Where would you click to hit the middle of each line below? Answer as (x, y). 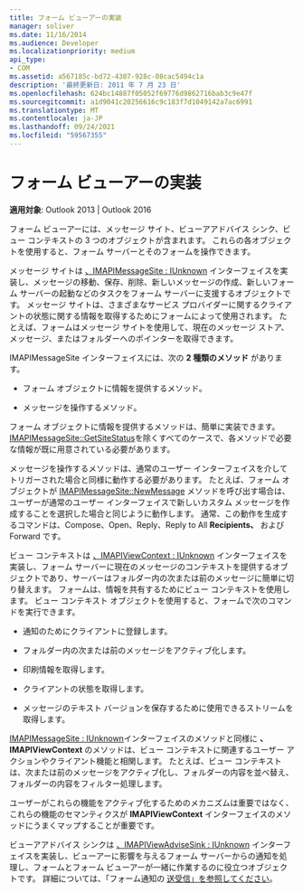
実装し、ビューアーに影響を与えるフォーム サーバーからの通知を (160, 856)
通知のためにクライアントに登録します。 (97, 631)
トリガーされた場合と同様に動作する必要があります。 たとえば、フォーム (145, 479)
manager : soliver (42, 26)
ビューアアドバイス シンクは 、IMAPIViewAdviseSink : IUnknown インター (146, 844)
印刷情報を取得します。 (66, 669)
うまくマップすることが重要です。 (96, 825)
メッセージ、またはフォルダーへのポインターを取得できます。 (123, 338)
